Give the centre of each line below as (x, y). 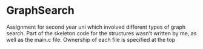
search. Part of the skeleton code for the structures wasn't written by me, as (101, 33)
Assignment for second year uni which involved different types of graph (96, 27)
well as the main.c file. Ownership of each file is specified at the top (91, 39)
